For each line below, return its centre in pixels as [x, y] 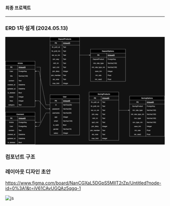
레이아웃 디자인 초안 [28, 172]
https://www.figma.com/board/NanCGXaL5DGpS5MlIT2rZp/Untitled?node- [83, 183]
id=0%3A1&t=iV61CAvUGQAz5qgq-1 [43, 188]
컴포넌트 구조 [20, 157]
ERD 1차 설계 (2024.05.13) [37, 28]
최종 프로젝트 [18, 8]
